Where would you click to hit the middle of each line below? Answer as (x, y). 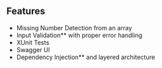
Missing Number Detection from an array (74, 27)
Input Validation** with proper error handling (79, 35)
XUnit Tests (33, 42)
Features (26, 11)
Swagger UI (33, 49)
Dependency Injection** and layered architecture (86, 57)
